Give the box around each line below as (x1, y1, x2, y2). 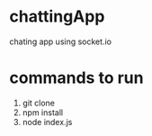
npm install (22, 106, 64, 118)
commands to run (9, 68, 144, 88)
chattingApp (9, 6, 105, 27)
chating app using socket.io (9, 36, 112, 47)
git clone (22, 97, 56, 108)
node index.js (22, 116, 73, 127)
